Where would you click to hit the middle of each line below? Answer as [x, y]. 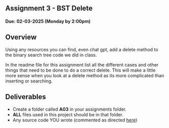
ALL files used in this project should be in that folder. [68, 114]
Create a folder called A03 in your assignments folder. [69, 109]
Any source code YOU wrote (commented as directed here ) [75, 120]
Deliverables [26, 97]
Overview [21, 37]
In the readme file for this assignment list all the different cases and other [82, 65]
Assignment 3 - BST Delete [49, 8]
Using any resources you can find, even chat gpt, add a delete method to [82, 49]
